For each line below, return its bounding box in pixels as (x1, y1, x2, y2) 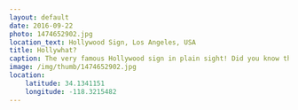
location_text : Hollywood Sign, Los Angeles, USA (9, 37, 197, 47)
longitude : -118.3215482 (25, 87, 117, 96)
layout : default (9, 12, 69, 22)
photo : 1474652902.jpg (9, 29, 93, 38)
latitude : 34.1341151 (25, 79, 105, 88)
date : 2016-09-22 (9, 21, 74, 30)
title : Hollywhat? (9, 46, 77, 55)
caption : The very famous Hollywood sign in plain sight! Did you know (9, 54, 279, 63)
